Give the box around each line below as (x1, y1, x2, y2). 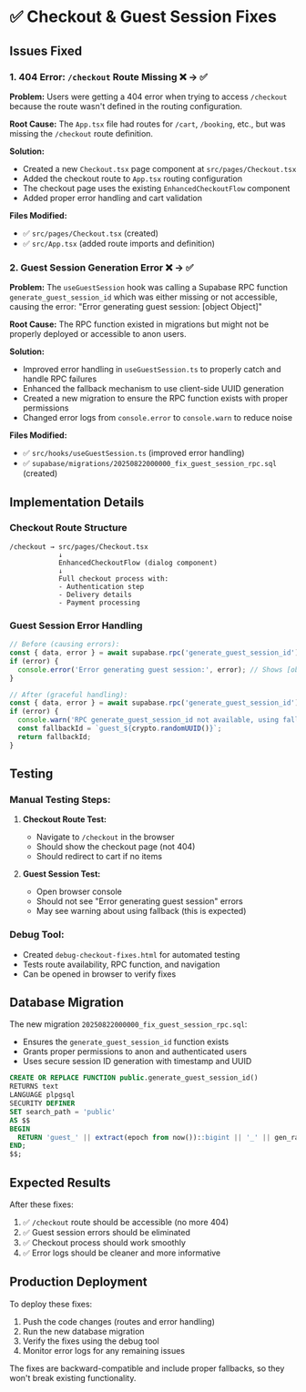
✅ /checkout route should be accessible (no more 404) (22, 1217, 229, 1228)
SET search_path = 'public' (9, 1107, 117, 1116)
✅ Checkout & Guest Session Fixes (9, 6, 278, 27)
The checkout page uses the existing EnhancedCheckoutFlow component (22, 182, 291, 193)
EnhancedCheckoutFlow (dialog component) (57, 558, 219, 567)
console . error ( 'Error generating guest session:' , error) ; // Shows (17, 665, 283, 675)
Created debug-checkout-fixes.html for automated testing (22, 949, 240, 960)
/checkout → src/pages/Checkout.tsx (9, 542, 148, 552)
